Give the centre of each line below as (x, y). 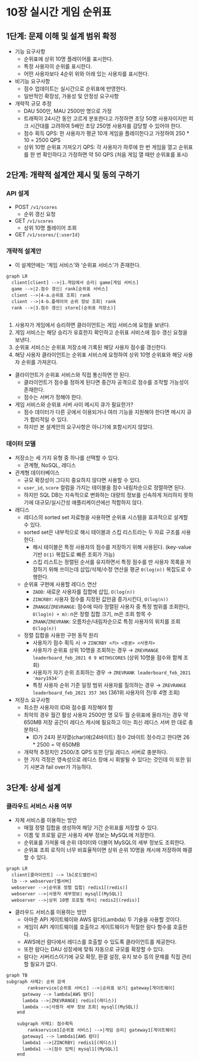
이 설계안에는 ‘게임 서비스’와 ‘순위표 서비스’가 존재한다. (78, 265)
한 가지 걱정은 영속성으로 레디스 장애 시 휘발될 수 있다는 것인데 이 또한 (104, 760)
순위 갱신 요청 (40, 214)
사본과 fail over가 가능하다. (61, 767)
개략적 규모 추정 (33, 104)
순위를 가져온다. (40, 362)
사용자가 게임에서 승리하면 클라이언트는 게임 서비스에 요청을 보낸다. (92, 324)
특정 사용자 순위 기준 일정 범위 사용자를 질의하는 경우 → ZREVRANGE (109, 685)
